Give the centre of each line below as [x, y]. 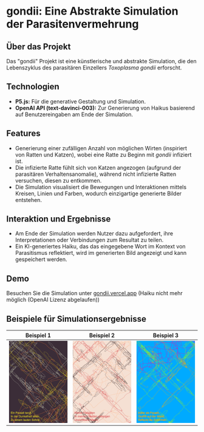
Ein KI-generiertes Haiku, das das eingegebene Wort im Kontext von [100, 246]
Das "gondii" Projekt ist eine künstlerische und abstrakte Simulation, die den [102, 61]
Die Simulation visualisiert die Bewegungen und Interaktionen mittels [101, 187]
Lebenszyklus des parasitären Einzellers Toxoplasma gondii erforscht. [94, 68]
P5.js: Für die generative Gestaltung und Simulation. [80, 101]
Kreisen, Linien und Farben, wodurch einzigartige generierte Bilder [98, 193]
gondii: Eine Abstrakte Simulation [92, 11]
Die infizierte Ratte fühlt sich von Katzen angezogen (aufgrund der [98, 167]
